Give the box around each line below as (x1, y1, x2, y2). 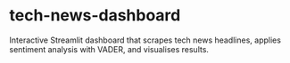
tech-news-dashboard (9, 5, 181, 26)
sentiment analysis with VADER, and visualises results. (9, 43, 210, 54)
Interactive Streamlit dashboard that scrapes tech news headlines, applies (9, 35, 281, 45)
